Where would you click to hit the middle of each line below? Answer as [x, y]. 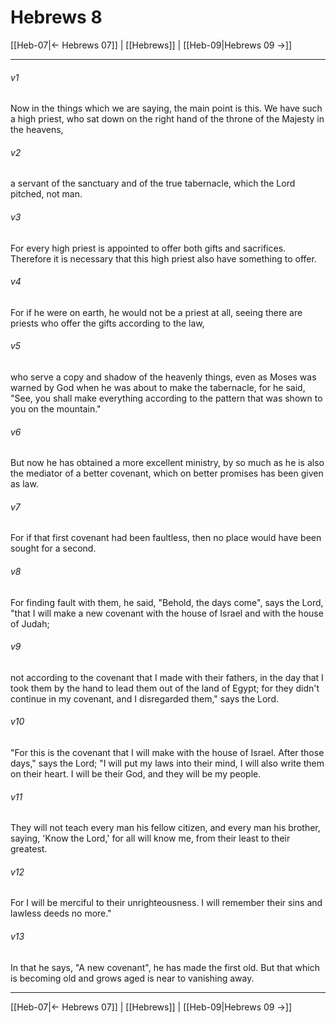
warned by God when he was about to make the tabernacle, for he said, [158, 387]
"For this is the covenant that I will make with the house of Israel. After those [167, 752]
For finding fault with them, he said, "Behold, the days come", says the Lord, [167, 602]
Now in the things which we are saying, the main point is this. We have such [166, 108]
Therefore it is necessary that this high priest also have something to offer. [163, 258]
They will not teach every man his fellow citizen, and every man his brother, [165, 828]
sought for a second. [53, 548]
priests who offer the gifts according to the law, [107, 323]
